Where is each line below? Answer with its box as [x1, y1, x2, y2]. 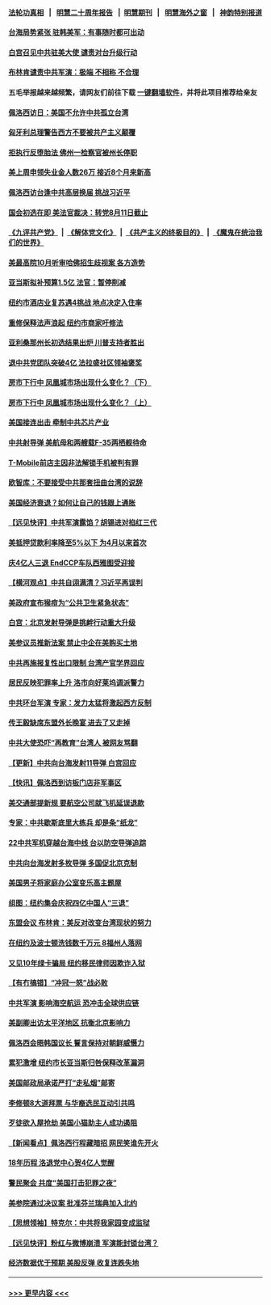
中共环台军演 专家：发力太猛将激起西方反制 [8, 698, 152, 707]
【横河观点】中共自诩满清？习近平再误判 [8, 578, 143, 588]
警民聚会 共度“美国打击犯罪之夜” [8, 1178, 117, 1188]
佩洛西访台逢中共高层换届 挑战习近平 [8, 187, 131, 197]
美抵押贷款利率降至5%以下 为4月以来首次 [8, 538, 147, 547]
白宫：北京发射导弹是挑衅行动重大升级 [8, 618, 135, 627]
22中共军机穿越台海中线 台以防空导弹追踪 [8, 838, 147, 847]
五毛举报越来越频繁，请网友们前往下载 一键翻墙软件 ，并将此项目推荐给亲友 [8, 87, 258, 97]
